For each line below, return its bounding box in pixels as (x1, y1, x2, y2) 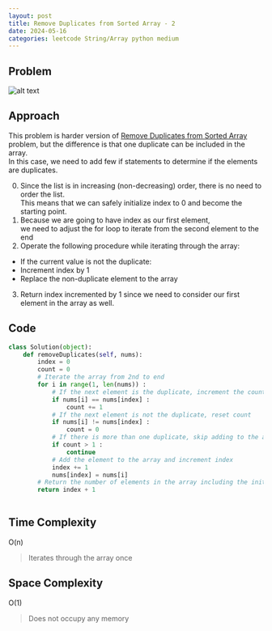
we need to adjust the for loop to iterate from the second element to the (19, 223, 259, 233)
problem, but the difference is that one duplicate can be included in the (8, 139, 245, 149)
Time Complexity (8, 515, 97, 530)
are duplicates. (8, 165, 58, 175)
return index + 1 (37, 486, 96, 494)
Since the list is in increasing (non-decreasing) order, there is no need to (19, 180, 261, 190)
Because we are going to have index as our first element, (19, 215, 210, 225)
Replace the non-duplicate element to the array (19, 273, 178, 283)
